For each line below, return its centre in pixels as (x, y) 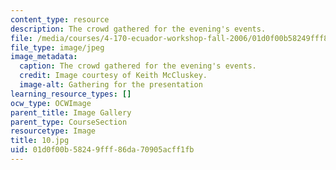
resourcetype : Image (53, 131)
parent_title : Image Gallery (71, 112)
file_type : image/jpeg (57, 47)
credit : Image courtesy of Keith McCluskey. (113, 76)
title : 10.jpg (40, 141)
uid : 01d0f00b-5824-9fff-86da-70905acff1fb (102, 150)
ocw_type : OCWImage (51, 103)
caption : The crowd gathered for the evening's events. (138, 66)
